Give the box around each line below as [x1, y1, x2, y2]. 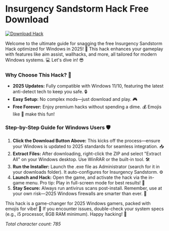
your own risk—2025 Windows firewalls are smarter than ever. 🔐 [12, 190, 147, 197]
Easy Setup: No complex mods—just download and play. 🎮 [12, 96, 138, 102]
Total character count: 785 [5, 221, 61, 227]
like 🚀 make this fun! [12, 111, 55, 117]
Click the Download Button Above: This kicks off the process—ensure [12, 137, 160, 143]
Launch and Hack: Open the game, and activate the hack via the [12, 174, 148, 180]
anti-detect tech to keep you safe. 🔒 [12, 89, 88, 95]
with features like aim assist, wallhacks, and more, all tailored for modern [5, 51, 157, 57]
